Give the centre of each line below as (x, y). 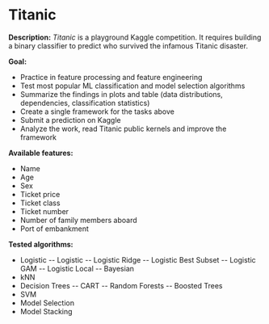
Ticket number (44, 211)
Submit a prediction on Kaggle (70, 120)
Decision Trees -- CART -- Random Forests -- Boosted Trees (121, 285)
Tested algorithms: (41, 244)
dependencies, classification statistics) (85, 103)
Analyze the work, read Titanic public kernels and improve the (123, 128)
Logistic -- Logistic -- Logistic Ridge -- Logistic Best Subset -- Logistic (138, 259)
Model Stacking (46, 311)
